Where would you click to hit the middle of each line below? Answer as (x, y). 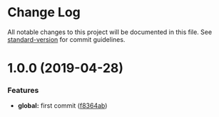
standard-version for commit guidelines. (66, 39)
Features (23, 91)
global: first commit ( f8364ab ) (62, 106)
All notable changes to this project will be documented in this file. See (110, 32)
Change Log (44, 12)
